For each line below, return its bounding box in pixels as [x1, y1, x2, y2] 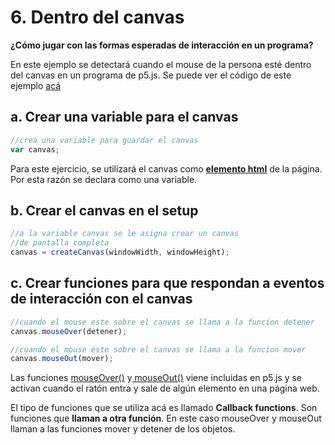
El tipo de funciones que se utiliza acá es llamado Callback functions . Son [10, 402, 318, 414]
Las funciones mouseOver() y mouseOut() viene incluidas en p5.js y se [10, 372, 303, 384]
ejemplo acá [10, 79, 62, 91]
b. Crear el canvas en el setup [10, 202, 199, 219]
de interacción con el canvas [10, 291, 193, 308]
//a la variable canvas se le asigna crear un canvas [10, 229, 240, 239]
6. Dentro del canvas [10, 6, 185, 29]
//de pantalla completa [10, 238, 110, 248]
